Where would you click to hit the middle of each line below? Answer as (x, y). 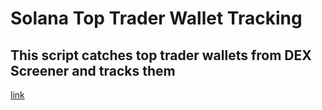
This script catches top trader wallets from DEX (161, 55)
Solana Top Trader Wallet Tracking (156, 18)
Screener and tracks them (93, 70)
